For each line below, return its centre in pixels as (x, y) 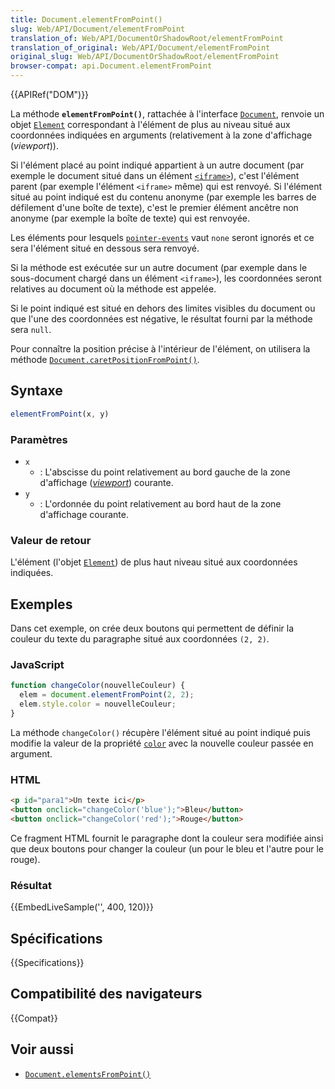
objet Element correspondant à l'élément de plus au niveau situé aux (150, 124)
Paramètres (39, 439)
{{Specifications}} (47, 962)
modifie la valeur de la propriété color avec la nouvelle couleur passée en (162, 743)
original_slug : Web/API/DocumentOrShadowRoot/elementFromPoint (145, 57)
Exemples (41, 604)
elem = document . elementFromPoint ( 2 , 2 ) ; (107, 695)
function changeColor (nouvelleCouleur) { (98, 686)
